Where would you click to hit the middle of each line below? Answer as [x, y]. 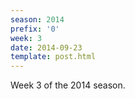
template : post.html [53, 57]
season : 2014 [37, 19]
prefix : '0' [35, 29]
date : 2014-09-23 [46, 47]
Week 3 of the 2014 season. [68, 85]
